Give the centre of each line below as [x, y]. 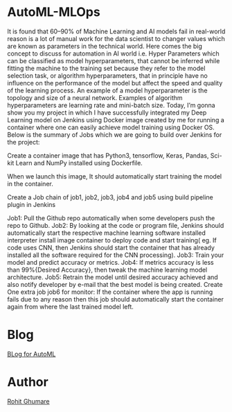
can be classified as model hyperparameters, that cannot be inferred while [114, 60]
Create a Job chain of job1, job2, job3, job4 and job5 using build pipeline [110, 197]
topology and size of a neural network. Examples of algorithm [95, 97]
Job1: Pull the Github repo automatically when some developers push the [111, 218]
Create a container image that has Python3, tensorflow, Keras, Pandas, [108, 155]
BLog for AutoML [32, 354]
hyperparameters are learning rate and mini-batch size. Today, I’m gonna [111, 105]
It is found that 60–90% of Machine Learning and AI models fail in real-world [116, 31]
